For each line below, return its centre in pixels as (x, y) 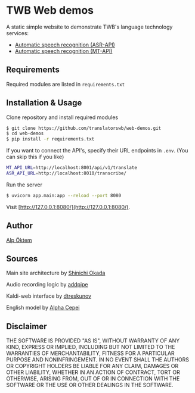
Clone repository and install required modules (62, 117)
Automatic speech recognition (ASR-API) (65, 45)
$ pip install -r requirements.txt (50, 139)
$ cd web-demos (25, 134)
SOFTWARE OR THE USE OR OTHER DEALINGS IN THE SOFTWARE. (90, 385)
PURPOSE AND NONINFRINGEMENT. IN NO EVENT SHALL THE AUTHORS (98, 360)
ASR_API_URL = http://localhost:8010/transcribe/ (66, 173)
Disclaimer (27, 326)
